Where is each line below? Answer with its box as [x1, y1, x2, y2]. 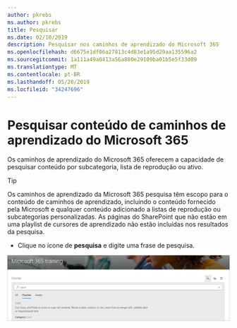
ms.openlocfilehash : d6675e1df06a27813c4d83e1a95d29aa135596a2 [7, 49, 197, 56]
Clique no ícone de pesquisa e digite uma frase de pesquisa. [17, 241, 195, 250]
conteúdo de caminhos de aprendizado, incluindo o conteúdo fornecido [7, 198, 217, 206]
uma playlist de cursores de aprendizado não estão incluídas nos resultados [7, 220, 229, 229]
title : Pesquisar [7, 26, 59, 33]
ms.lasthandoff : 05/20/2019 [7, 78, 90, 85]
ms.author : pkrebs [7, 18, 61, 26]
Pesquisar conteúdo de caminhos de [7, 117, 226, 133]
